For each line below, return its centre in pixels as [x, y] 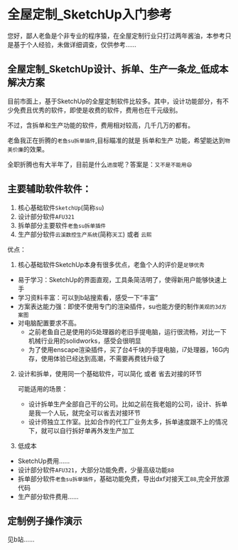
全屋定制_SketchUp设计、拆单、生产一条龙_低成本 [118, 69]
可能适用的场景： [43, 388]
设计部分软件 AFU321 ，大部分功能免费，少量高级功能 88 [96, 469]
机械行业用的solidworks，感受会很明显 [85, 341]
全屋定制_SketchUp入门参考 [90, 15]
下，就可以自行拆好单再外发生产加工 [81, 430]
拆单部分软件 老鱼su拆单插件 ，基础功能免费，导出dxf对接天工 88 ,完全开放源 [123, 479]
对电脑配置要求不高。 [49, 323]
